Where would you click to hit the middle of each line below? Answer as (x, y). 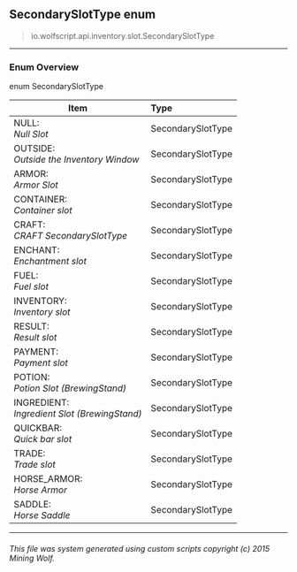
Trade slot (34, 465)
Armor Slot (36, 185)
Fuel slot (31, 286)
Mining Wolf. (32, 558)
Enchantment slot (50, 262)
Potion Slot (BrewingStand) (70, 388)
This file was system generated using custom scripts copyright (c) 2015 (140, 548)
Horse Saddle (42, 515)
